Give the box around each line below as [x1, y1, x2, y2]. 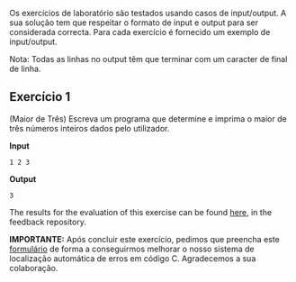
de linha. [9, 63, 41, 74]
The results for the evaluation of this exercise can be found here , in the [9, 206, 273, 217]
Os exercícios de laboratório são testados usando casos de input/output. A [9, 8, 287, 18]
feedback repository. [9, 216, 87, 227]
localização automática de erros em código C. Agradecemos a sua [9, 252, 256, 264]
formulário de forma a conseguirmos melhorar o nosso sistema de [9, 243, 255, 254]
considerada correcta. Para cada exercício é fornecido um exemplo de [9, 27, 271, 37]
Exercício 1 [9, 89, 71, 105]
